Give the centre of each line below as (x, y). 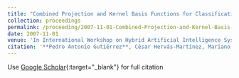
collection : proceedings (44, 21)
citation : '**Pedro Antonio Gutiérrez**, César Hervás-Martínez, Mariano (119, 47)
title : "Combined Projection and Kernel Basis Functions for (100, 14)
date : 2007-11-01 (33, 34)
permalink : (23, 27)
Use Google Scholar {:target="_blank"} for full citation (85, 67)
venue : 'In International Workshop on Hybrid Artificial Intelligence (114, 40)
